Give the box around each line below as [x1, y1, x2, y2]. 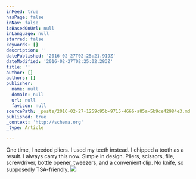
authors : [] [6, 75, 36, 81]
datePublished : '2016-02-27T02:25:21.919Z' [6, 53, 116, 59]
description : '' [6, 48, 46, 54]
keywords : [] [6, 42, 39, 48]
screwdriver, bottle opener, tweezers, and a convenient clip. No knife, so [6, 159, 184, 166]
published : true [6, 114, 46, 120]
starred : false [6, 36, 44, 42]
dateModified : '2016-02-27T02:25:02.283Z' [6, 58, 113, 64]
